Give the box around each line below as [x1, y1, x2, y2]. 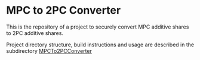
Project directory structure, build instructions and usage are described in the [6, 41, 195, 48]
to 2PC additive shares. [6, 29, 64, 36]
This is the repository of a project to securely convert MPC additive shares [6, 23, 189, 30]
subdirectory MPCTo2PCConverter [6, 47, 93, 54]
